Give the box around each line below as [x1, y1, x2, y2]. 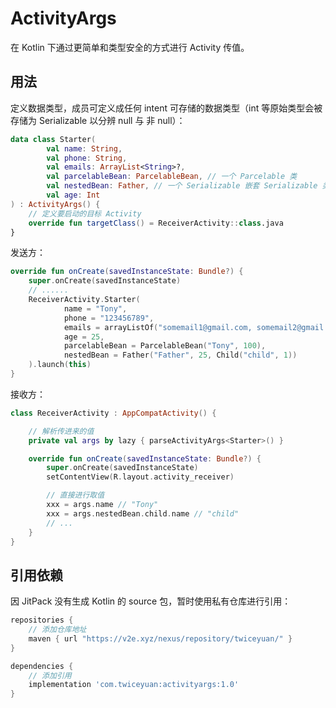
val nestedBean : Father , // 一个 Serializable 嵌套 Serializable [46, 181, 318, 191]
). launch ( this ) [28, 360, 92, 370]
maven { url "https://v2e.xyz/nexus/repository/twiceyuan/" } [28, 633, 293, 644]
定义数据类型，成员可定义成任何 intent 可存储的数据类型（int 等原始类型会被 [10, 102, 323, 114]
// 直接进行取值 [46, 490, 105, 501]
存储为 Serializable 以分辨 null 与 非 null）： [10, 114, 186, 126]
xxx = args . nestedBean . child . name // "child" [46, 508, 240, 519]
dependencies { [10, 661, 74, 671]
